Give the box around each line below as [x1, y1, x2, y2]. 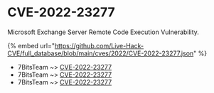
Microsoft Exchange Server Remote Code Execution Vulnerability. [7, 28, 199, 36]
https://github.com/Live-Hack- [54, 41, 144, 50]
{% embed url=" [7, 41, 55, 50]
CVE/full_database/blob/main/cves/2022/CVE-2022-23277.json [7, 49, 194, 58]
